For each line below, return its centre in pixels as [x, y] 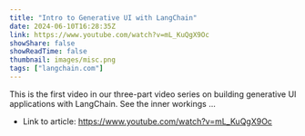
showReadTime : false [49, 52]
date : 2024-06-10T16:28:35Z [63, 26]
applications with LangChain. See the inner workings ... [112, 103]
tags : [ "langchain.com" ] [56, 69]
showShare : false [42, 43]
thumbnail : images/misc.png [63, 60]
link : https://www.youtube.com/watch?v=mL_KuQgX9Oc [109, 34]
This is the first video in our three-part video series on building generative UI [153, 94]
